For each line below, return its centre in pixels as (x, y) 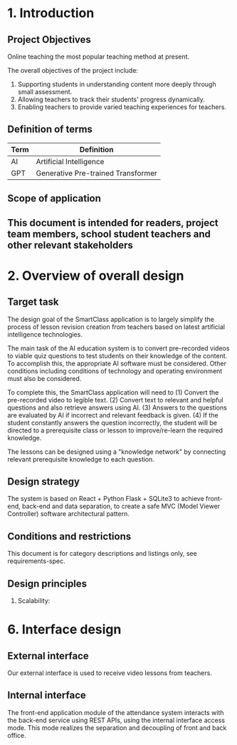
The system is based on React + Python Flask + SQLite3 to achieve (106, 499)
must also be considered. (44, 378)
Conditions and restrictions (69, 536)
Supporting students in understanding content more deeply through (117, 84)
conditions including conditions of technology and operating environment (115, 371)
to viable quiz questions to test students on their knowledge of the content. (117, 355)
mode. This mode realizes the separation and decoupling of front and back (117, 728)
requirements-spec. (36, 561)
